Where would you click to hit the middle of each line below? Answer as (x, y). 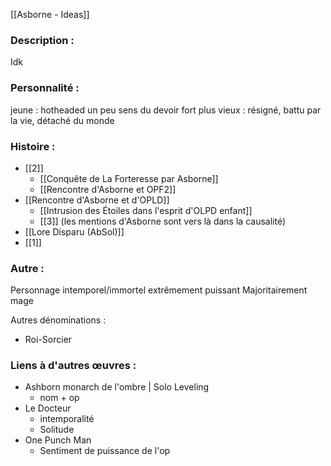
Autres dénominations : (58, 320)
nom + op (59, 398)
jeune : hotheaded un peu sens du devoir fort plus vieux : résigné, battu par (166, 110)
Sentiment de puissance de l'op (105, 451)
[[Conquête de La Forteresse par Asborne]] (129, 178)
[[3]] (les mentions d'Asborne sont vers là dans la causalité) (162, 221)
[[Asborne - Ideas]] (50, 14)
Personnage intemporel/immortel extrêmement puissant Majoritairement (159, 290)
